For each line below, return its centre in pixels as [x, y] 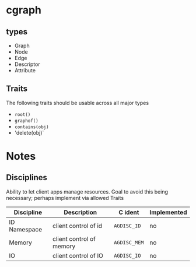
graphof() [27, 121]
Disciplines [27, 178]
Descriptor [27, 64]
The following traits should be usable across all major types [78, 103]
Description [80, 212]
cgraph [24, 10]
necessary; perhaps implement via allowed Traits [65, 198]
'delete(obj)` [29, 132]
